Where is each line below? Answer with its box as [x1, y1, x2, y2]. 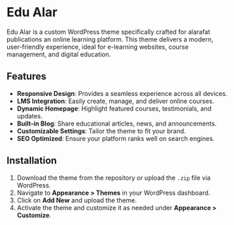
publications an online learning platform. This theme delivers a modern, [6, 35, 214, 43]
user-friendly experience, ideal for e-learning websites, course [6, 42, 189, 51]
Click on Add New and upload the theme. [16, 195, 137, 205]
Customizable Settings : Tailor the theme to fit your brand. [16, 126, 186, 135]
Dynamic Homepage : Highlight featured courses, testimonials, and [16, 104, 212, 113]
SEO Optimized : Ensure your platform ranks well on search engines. [16, 134, 215, 142]
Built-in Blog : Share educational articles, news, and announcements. [16, 119, 217, 128]
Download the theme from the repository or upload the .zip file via [16, 174, 211, 182]
